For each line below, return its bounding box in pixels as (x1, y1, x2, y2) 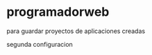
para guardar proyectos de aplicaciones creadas (6, 27, 146, 35)
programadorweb (6, 4, 110, 20)
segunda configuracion (6, 40, 74, 48)
